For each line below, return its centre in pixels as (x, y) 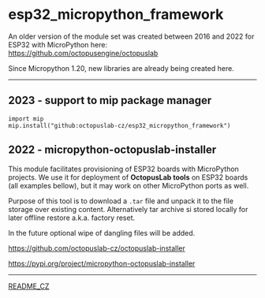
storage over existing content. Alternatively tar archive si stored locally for (128, 209)
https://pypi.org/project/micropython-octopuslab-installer (102, 263)
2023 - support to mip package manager (110, 101)
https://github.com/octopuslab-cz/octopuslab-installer (97, 248)
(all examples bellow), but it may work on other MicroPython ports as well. (129, 185)
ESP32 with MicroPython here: (58, 44)
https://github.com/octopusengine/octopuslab (83, 53)
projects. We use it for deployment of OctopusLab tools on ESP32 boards (128, 177)
